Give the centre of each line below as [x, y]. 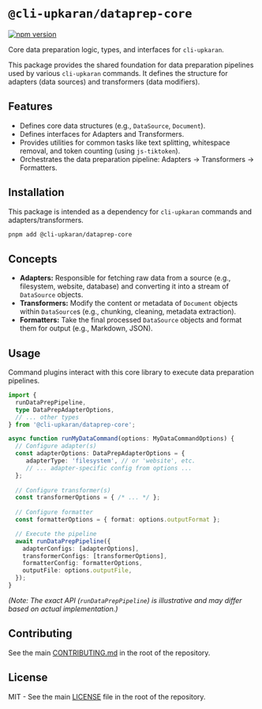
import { [22, 395]
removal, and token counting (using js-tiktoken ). [100, 151]
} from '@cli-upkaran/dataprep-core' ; [72, 424]
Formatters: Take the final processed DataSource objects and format [131, 320]
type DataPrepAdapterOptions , [65, 409]
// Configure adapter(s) [56, 446]
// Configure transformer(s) [63, 490]
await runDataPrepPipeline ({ [63, 541]
